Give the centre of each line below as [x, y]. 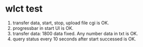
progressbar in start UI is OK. [43, 28]
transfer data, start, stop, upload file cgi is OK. [61, 23]
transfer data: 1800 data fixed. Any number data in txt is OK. [75, 33]
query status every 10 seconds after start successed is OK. [74, 39]
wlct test [24, 9]
